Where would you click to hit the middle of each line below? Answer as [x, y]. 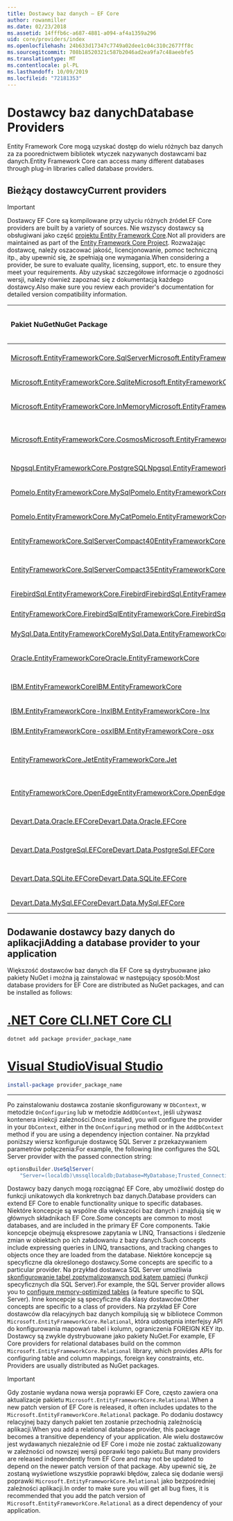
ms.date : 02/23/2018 [37, 26]
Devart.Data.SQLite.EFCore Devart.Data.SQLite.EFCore [99, 879]
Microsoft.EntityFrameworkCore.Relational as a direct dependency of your [115, 1503]
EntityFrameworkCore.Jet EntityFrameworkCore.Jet [94, 759]
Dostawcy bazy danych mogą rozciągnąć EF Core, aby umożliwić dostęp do [116, 1188]
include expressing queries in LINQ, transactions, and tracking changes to [113, 1247]
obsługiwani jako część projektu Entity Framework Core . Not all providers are [116, 235]
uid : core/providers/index [46, 40]
